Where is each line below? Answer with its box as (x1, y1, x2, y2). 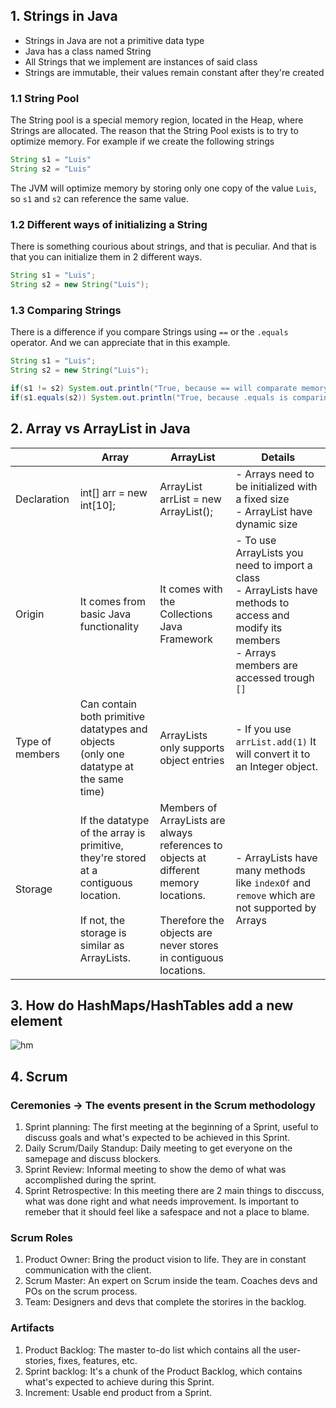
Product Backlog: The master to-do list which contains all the (24, 1344, 277, 1356)
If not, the (79, 913, 126, 927)
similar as (79, 938, 125, 952)
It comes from (79, 594, 146, 608)
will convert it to (235, 747, 311, 761)
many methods (235, 863, 306, 877)
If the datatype (79, 813, 150, 827)
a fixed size (235, 492, 290, 506)
